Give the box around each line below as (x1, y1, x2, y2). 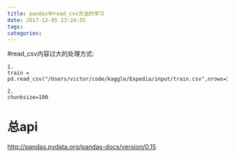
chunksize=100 (7, 94, 49, 101)
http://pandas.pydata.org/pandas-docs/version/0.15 (7, 143, 157, 151)
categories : (7, 29, 42, 37)
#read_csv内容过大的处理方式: (7, 49, 94, 58)
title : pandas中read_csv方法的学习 (7, 10, 105, 17)
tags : (7, 23, 23, 30)
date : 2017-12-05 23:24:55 (7, 17, 86, 24)
